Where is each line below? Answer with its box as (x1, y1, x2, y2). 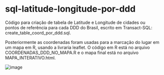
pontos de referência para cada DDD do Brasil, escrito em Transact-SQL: (5, 24, 153, 30)
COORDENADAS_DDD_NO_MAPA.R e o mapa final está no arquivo (5, 50, 139, 56)
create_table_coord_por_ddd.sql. (5, 30, 71, 36)
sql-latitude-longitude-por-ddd (5, 3, 136, 15)
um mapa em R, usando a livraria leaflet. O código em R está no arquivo (5, 44, 150, 50)
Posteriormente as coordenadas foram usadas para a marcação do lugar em (5, 39, 160, 45)
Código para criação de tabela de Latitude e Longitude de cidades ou (5, 19, 146, 25)
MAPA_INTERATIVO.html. (5, 55, 56, 60)
